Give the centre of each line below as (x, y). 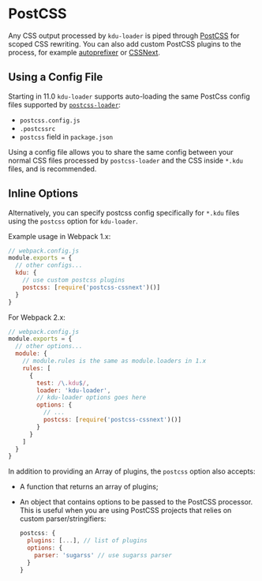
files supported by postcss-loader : (64, 104)
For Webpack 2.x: (37, 317)
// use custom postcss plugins (74, 280)
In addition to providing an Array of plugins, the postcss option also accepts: (132, 471)
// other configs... (49, 265)
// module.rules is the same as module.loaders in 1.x (114, 361)
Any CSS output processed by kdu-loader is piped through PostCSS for (124, 36)
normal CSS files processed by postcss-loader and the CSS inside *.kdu (125, 160)
